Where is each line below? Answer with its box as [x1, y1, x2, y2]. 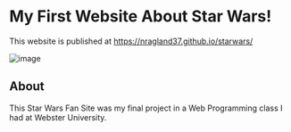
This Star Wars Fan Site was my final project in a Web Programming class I [9, 103, 283, 113]
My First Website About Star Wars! [9, 6, 272, 27]
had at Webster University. [9, 111, 107, 122]
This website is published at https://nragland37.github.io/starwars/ [9, 36, 254, 46]
